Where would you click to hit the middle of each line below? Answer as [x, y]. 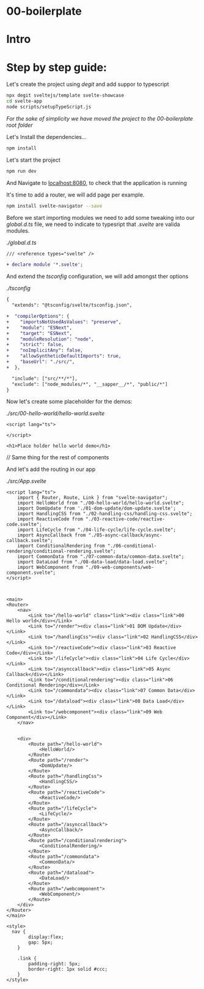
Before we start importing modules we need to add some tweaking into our [100, 217]
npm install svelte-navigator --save [54, 206]
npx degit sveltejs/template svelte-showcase [65, 96]
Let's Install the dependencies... [46, 137]
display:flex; [46, 937]
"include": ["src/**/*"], [45, 378]
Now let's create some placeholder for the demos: [69, 402]
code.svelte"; [24, 525]
